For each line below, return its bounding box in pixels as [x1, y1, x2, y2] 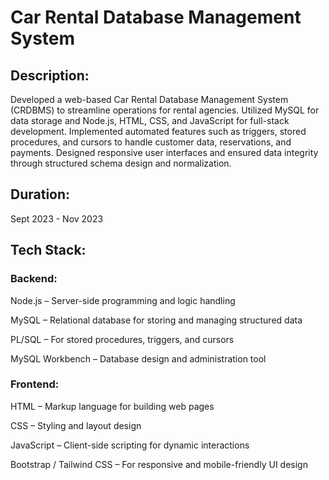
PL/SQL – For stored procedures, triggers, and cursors [10, 333, 235, 345]
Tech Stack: [10, 242, 87, 259]
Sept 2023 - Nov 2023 [10, 212, 104, 225]
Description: [10, 67, 90, 84]
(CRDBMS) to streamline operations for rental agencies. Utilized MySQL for [10, 104, 320, 116]
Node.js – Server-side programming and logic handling [10, 294, 236, 306]
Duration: [10, 186, 71, 203]
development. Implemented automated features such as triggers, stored [10, 126, 307, 137]
